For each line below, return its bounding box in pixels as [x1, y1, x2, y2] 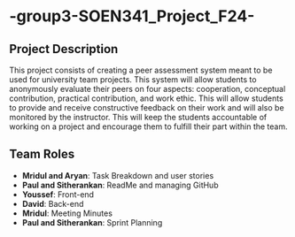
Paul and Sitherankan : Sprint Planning [21, 217, 163, 227]
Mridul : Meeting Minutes [21, 208, 113, 218]
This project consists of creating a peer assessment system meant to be [9, 65, 273, 75]
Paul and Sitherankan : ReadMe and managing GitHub [21, 180, 219, 190]
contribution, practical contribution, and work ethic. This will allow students [9, 93, 283, 103]
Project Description [9, 42, 119, 57]
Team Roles [9, 147, 75, 162]
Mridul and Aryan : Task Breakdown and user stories [21, 170, 214, 180]
